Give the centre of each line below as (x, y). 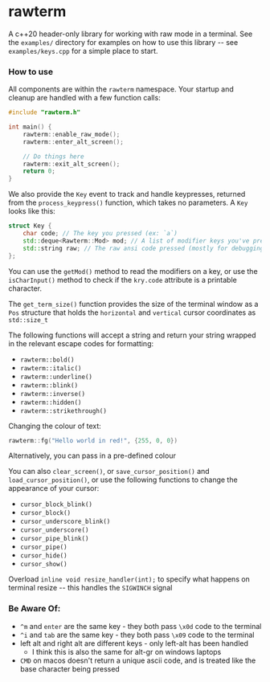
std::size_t (28, 320)
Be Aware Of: (35, 609)
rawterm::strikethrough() (63, 411)
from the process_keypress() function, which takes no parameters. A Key (128, 202)
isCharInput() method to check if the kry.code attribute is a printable (123, 280)
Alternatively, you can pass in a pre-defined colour (92, 455)
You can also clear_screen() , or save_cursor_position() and (109, 472)
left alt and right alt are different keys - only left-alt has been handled (134, 643)
